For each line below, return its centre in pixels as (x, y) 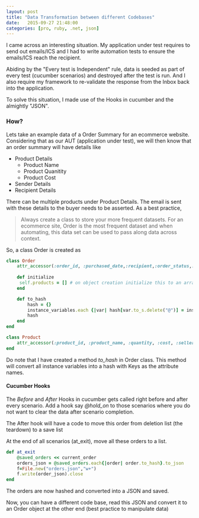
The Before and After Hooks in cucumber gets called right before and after (97, 399)
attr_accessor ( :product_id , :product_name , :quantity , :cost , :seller (106, 343)
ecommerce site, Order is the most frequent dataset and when (97, 226)
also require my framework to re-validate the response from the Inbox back (98, 82)
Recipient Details (35, 190)
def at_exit (21, 452)
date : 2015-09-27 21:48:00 (42, 23)
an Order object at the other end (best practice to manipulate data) (87, 509)
